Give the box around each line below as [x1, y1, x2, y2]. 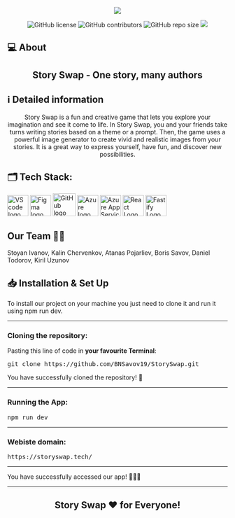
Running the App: [7, 398, 69, 407]
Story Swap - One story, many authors [32, 69, 203, 80]
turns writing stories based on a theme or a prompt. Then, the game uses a [9, 127, 226, 136]
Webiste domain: [7, 437, 66, 447]
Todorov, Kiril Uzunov [7, 256, 70, 265]
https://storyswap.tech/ [7, 452, 92, 461]
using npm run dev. [7, 307, 63, 315]
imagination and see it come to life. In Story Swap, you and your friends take [7, 120, 228, 129]
